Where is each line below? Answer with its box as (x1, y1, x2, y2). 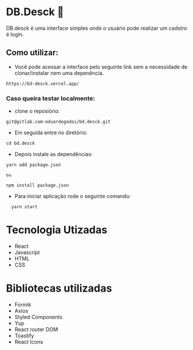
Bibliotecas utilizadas (6, 282, 113, 295)
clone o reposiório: (14, 108, 60, 115)
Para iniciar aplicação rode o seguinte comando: (14, 193, 131, 200)
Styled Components (14, 313, 63, 320)
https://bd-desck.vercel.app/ (6, 81, 80, 86)
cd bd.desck (6, 140, 35, 147)
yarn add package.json (6, 162, 61, 168)
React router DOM (14, 325, 58, 332)
